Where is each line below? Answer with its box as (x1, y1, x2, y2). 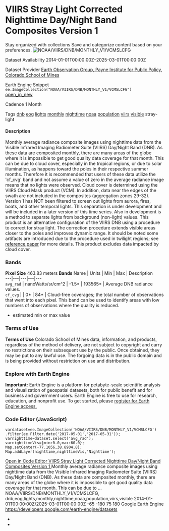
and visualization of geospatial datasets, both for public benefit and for (5, 387, 153, 393)
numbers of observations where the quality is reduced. (5, 303, 120, 309)
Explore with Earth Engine (5, 370, 70, 377)
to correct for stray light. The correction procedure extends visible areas (5, 225, 155, 231)
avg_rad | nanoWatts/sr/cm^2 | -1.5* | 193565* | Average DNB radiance (5, 281, 153, 287)
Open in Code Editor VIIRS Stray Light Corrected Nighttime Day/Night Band (5, 458, 161, 464)
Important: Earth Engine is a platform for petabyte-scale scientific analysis (5, 382, 160, 388)
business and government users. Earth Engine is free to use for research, (5, 392, 157, 399)
